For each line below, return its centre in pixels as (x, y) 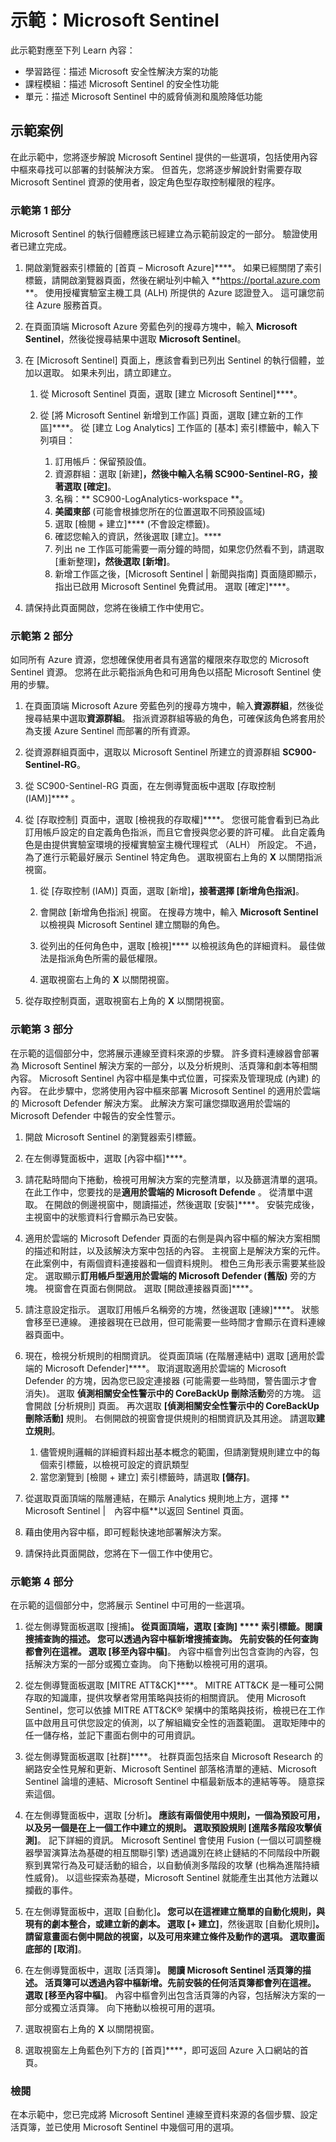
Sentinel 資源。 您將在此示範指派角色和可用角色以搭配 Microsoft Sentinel (160, 672)
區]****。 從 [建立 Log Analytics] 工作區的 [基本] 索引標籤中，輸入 (175, 428)
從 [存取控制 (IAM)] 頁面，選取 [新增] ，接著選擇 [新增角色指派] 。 (172, 891)
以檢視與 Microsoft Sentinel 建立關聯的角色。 (132, 925)
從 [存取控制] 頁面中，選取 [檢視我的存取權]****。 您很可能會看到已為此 (172, 820)
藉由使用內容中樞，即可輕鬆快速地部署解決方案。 (125, 1532)
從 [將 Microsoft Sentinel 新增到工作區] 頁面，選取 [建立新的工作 (171, 415)
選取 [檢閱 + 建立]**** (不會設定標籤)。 (134, 524)
